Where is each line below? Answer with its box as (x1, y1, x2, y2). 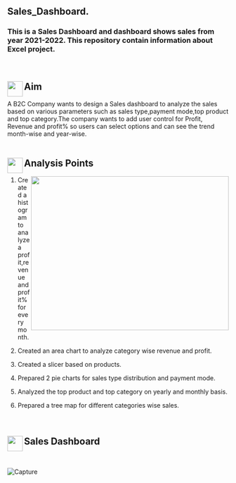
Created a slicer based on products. (17, 360, 122, 369)
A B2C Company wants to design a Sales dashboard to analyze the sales (7, 99, 218, 108)
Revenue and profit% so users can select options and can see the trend (7, 122, 215, 130)
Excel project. (7, 44, 55, 54)
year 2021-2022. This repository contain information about (7, 35, 213, 45)
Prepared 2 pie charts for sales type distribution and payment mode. (17, 374, 216, 382)
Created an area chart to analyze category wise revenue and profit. (17, 346, 212, 355)
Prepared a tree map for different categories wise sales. (17, 401, 179, 410)
